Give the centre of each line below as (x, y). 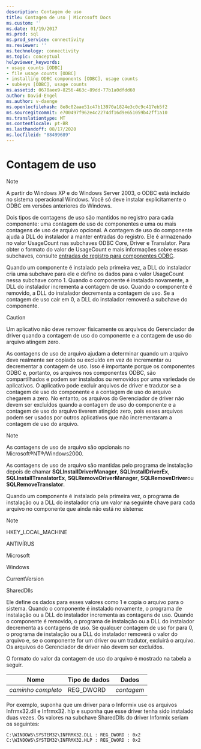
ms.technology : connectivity (43, 51)
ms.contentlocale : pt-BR (37, 124)
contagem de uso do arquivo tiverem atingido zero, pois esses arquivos (94, 411)
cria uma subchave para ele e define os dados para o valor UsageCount (95, 274)
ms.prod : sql (22, 34)
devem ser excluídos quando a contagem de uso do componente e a (91, 404)
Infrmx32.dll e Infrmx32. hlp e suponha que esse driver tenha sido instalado (100, 711)
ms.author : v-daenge (32, 101)
